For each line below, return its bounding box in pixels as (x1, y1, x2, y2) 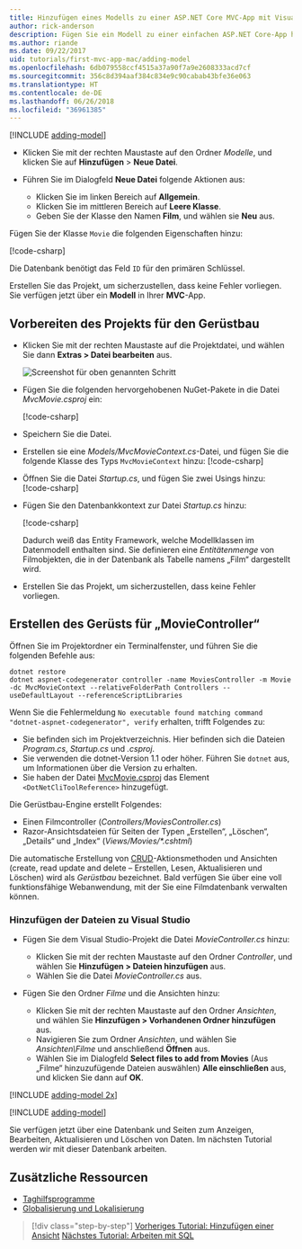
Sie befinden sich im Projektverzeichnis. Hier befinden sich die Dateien (22, 734, 286, 745)
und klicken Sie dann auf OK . (35, 1072, 144, 1084)
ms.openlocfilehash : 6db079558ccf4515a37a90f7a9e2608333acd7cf (9, 64, 252, 73)
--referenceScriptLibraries (77, 691, 182, 700)
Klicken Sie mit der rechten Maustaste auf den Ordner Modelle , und (22, 147, 272, 158)
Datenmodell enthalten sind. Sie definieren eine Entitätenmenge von (22, 545, 275, 556)
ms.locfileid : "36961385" (9, 105, 106, 114)
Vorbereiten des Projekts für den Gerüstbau (9, 316, 260, 331)
